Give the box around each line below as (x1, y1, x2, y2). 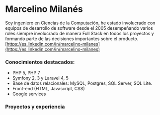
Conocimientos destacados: (5, 58, 75, 65)
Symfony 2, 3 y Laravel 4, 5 (12, 75, 69, 81)
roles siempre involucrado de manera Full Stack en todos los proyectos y (5, 30, 154, 36)
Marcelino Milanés (5, 3, 83, 15)
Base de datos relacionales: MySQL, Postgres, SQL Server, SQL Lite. (12, 80, 153, 86)
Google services (12, 91, 46, 97)
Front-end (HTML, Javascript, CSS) (12, 86, 85, 92)
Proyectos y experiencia (5, 103, 65, 110)
